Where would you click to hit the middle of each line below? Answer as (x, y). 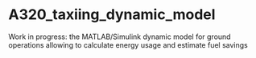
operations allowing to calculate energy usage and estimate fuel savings (128, 44)
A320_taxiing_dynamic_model (112, 15)
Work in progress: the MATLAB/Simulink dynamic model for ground (120, 37)
